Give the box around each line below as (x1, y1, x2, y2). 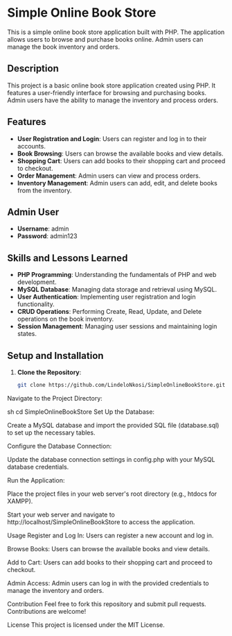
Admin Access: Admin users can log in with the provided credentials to (7, 578, 209, 587)
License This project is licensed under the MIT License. (7, 620, 165, 629)
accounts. (17, 142, 46, 150)
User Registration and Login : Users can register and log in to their (17, 134, 207, 143)
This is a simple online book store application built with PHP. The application (7, 28, 225, 36)
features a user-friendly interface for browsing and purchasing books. (7, 88, 206, 97)
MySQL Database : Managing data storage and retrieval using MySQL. (17, 285, 217, 294)
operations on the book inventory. (17, 315, 114, 324)
